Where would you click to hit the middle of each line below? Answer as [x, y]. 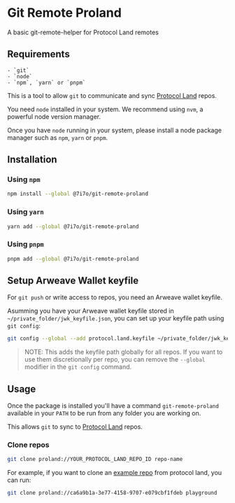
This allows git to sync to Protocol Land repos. [75, 427]
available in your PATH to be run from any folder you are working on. [104, 413]
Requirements [38, 54]
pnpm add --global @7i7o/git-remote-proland [73, 259]
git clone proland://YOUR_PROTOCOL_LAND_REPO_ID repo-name [95, 460]
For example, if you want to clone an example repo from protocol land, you [115, 473]
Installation [32, 160]
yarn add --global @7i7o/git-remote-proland [73, 226]
